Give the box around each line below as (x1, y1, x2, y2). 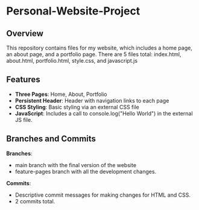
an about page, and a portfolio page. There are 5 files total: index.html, (6, 51, 182, 58)
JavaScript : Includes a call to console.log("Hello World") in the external (14, 110, 193, 117)
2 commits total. (14, 197, 55, 205)
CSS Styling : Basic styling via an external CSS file (14, 103, 140, 110)
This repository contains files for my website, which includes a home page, (6, 44, 193, 51)
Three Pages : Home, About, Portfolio (14, 91, 107, 98)
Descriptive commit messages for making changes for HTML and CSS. (14, 191, 191, 199)
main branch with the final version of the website (14, 161, 137, 168)
